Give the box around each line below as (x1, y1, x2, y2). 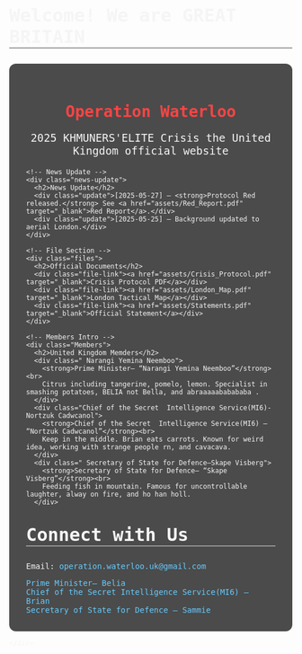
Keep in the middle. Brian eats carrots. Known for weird (41, 435, 264, 444)
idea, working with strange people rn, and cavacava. (26, 443, 232, 452)
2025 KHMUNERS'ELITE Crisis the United (31, 130, 271, 145)
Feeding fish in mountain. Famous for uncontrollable (41, 482, 248, 491)
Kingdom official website (72, 144, 229, 158)
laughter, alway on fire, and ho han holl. (26, 490, 191, 499)
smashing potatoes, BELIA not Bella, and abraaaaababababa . (26, 388, 260, 397)
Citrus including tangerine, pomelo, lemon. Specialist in (41, 380, 268, 389)
